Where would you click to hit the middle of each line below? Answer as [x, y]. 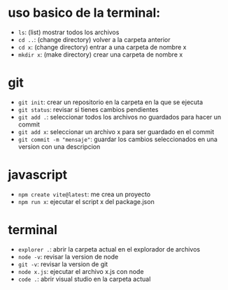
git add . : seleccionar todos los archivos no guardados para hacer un [120, 117]
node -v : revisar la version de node [68, 256]
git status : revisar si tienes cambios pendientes [88, 109]
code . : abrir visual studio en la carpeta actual [84, 279]
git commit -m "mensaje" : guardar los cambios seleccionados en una [117, 139]
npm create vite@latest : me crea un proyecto [84, 194]
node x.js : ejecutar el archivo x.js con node [81, 271]
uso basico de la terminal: [84, 13]
